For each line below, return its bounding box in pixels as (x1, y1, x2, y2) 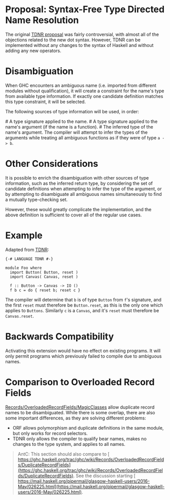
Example (5, 230, 43, 241)
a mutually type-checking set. (5, 196, 68, 203)
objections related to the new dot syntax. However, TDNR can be (5, 37, 141, 43)
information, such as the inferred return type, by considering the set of (5, 180, 153, 186)
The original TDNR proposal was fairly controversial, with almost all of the (5, 31, 159, 37)
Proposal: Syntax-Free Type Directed (5, 4, 165, 15)
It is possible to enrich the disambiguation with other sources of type (5, 174, 149, 181)
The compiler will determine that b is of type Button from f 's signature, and (5, 296, 161, 303)
